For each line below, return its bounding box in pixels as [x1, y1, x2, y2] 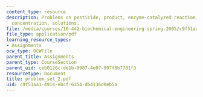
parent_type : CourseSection [6, 59, 77, 65]
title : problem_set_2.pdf [6, 76, 71, 82]
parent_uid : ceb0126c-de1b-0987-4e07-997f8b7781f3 [6, 64, 137, 71]
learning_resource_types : [6, 37, 71, 43]
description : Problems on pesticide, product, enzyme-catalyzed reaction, [6, 14, 199, 20]
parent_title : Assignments [6, 54, 74, 60]
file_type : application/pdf [6, 31, 77, 37]
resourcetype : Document [6, 70, 66, 77]
